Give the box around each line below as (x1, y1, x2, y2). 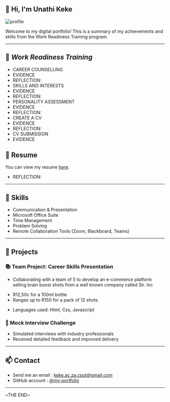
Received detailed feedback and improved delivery (12, 336, 119, 342)
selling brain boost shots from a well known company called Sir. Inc (12, 281, 153, 288)
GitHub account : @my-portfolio (12, 377, 79, 384)
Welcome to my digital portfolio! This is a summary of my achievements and (5, 28, 163, 34)
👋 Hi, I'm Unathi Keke (5, 5, 72, 14)
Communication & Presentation (12, 207, 77, 213)
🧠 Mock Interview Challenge (5, 319, 76, 326)
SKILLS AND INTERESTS (12, 82, 64, 88)
